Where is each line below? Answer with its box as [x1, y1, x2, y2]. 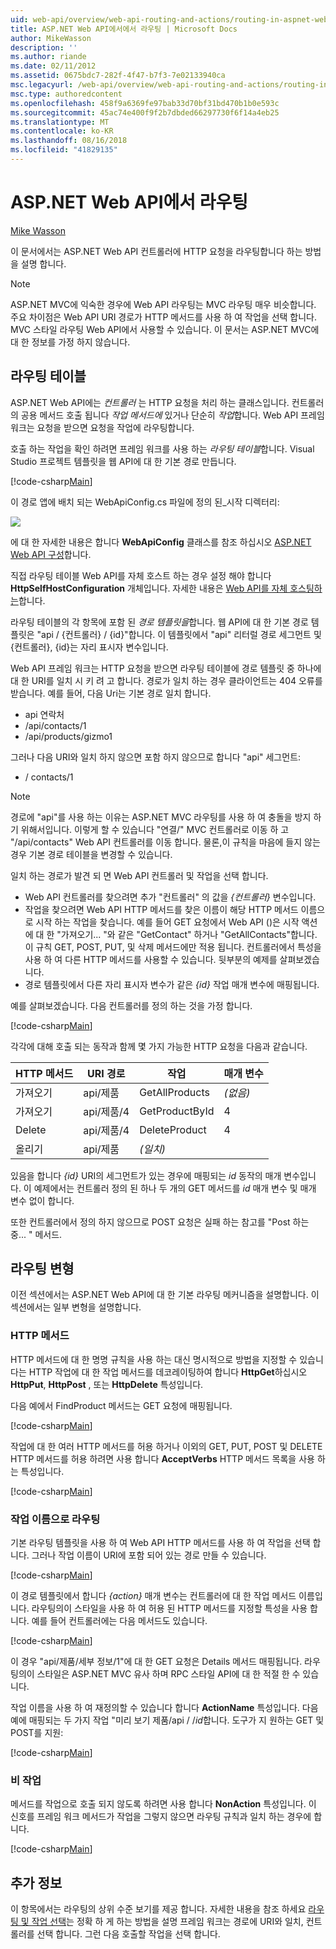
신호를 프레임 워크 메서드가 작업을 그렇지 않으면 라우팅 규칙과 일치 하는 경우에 [10, 1811, 312, 1823]
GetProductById [139, 1104, 215, 1118]
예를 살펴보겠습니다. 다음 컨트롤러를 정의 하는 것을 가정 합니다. [10, 999, 253, 1011]
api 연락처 [24, 708, 65, 720]
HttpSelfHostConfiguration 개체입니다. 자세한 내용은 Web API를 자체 [10, 582, 288, 594]
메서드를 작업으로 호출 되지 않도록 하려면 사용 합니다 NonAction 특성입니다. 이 [10, 1798, 317, 1810]
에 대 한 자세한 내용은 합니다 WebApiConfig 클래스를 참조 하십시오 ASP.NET [10, 536, 312, 548]
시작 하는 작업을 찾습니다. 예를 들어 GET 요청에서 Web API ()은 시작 [35, 916, 300, 928]
